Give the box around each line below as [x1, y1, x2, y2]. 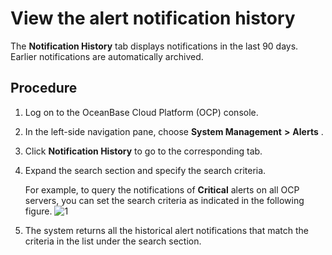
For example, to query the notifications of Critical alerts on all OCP [24, 183, 300, 196]
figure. [24, 205, 53, 217]
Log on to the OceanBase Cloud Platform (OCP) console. [24, 106, 259, 118]
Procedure [10, 80, 78, 97]
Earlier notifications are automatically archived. [10, 50, 204, 62]
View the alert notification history [10, 7, 296, 30]
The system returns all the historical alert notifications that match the [24, 224, 309, 236]
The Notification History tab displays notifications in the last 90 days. [10, 40, 299, 52]
